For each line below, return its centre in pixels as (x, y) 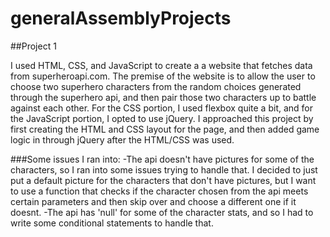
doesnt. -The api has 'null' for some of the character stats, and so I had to (162, 212)
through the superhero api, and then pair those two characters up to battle (163, 97)
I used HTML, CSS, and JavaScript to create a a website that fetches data (161, 65)
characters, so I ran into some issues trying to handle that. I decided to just (164, 169)
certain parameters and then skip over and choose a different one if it (153, 201)
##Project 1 (33, 46)
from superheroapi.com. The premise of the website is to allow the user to (163, 76)
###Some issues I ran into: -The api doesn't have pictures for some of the (162, 159)
